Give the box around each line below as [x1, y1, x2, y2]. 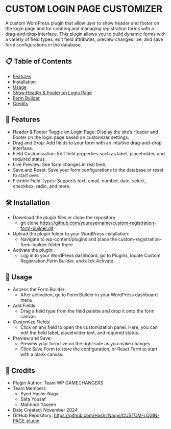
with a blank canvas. [20, 351, 64, 357]
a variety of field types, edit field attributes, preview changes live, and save [5, 36, 163, 42]
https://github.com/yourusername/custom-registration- [40, 220, 157, 226]
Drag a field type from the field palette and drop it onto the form [20, 308, 155, 314]
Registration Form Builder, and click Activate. [20, 258, 115, 264]
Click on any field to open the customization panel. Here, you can [20, 324, 158, 330]
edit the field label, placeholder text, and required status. [20, 330, 139, 336]
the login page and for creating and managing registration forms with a [5, 25, 154, 31]
